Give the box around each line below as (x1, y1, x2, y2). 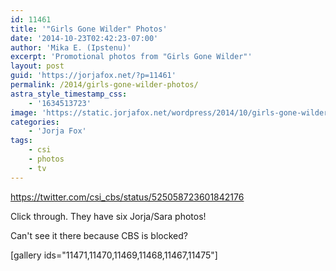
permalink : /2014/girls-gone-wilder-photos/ (10, 80, 199, 90)
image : (10, 107, 38, 118)
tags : (10, 136, 33, 146)
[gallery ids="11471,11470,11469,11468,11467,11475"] (10, 249, 218, 261)
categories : (10, 117, 60, 127)
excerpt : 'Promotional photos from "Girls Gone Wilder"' (10, 52, 253, 62)
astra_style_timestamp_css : (10, 89, 128, 99)
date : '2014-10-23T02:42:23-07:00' (10, 33, 159, 43)
